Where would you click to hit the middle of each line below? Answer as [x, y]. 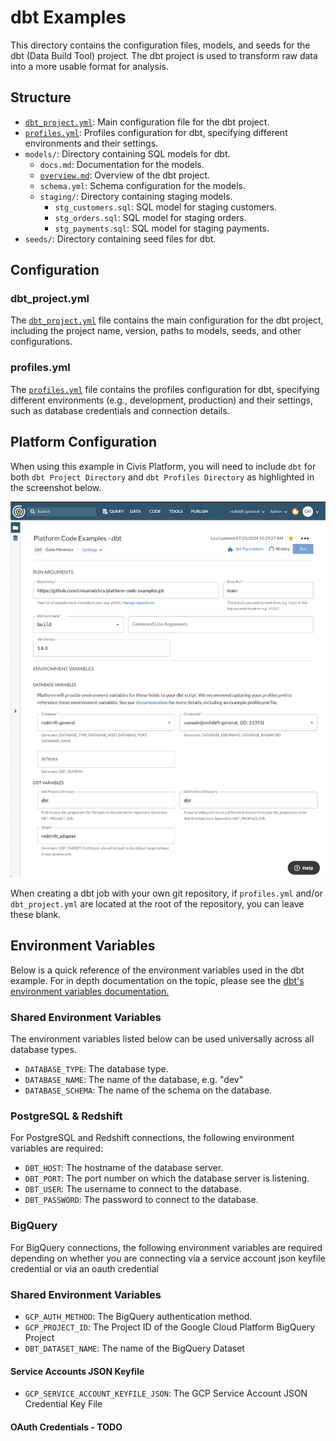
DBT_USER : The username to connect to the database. [133, 1189]
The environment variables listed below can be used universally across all [162, 1039]
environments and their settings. [91, 143]
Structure [41, 97]
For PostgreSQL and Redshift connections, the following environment [152, 1138]
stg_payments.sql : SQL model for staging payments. [162, 228]
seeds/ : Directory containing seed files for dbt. [120, 238]
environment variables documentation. [90, 991]
